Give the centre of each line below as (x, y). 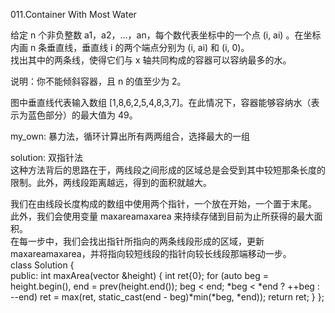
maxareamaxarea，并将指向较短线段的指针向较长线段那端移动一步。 (151, 253)
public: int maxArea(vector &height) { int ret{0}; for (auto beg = (139, 275)
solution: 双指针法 (47, 157)
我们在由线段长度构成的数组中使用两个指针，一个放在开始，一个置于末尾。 (163, 203)
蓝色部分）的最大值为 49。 (82, 115)
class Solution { (42, 265)
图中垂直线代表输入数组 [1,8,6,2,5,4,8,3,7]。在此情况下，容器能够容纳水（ (161, 102)
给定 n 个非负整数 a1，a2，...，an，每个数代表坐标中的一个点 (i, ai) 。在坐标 (166, 35)
